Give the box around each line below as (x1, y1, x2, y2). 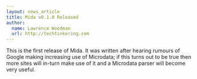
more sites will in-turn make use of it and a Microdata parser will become (6, 60, 186, 67)
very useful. (6, 66, 36, 73)
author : (6, 20, 26, 26)
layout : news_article (6, 8, 60, 15)
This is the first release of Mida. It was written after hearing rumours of (6, 47, 180, 54)
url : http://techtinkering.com (11, 31, 90, 37)
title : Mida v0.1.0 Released (6, 14, 79, 20)
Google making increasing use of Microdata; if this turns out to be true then (6, 53, 192, 61)
